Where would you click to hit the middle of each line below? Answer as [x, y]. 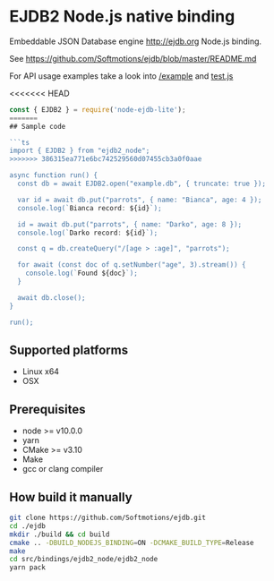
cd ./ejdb [28, 525]
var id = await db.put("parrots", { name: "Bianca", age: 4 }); [140, 200]
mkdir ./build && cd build [60, 534]
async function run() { [54, 175]
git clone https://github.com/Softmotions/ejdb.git [107, 517]
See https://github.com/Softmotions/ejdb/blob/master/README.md [133, 58]
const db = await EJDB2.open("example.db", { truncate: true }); [142, 184]
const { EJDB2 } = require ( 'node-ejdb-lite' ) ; [98, 109]
